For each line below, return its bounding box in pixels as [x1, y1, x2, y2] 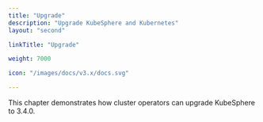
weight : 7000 [8, 55, 51, 63]
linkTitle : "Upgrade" [8, 40, 80, 48]
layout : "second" [8, 26, 66, 34]
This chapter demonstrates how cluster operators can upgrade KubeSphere [8, 98, 256, 107]
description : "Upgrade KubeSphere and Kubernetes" [8, 19, 179, 27]
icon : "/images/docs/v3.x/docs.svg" [8, 69, 129, 78]
